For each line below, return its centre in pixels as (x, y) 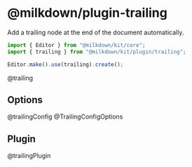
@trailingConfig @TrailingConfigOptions (65, 116)
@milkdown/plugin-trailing (88, 13)
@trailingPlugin (29, 156)
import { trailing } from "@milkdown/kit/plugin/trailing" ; (97, 52)
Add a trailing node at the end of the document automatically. (96, 32)
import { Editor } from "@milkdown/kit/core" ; (76, 45)
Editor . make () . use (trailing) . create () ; (66, 65)
